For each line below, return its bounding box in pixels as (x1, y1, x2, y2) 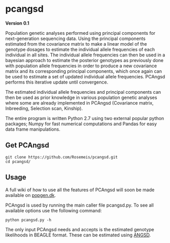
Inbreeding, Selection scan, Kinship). (5, 105, 83, 111)
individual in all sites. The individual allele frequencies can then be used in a (5, 52, 165, 58)
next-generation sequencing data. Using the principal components (5, 35, 146, 42)
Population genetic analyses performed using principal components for (5, 30, 156, 36)
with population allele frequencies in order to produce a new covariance (5, 63, 157, 69)
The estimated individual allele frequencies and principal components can (5, 89, 161, 95)
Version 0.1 (5, 20, 30, 26)
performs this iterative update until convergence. (5, 79, 109, 85)
